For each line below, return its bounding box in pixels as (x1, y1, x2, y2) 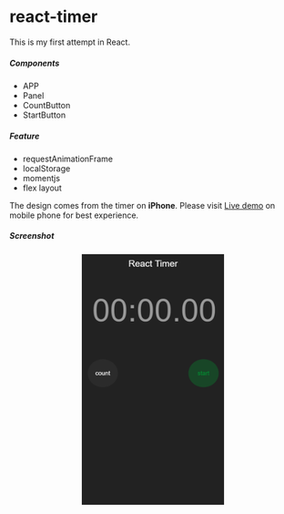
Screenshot (9, 231, 55, 242)
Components (9, 57, 60, 68)
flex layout (22, 182, 62, 193)
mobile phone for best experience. (9, 210, 139, 221)
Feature (9, 130, 40, 141)
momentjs (22, 172, 61, 183)
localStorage (22, 162, 71, 174)
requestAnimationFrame (22, 153, 114, 164)
